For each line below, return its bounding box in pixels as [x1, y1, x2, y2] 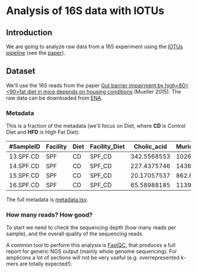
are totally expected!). [19, 260, 73, 268]
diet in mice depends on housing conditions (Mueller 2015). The [27, 88, 182, 95]
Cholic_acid [134, 143, 167, 151]
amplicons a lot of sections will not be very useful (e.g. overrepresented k [6, 254, 184, 261]
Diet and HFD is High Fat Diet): [6, 129, 80, 136]
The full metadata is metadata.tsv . [6, 196, 89, 203]
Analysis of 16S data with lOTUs [6, 4, 165, 18]
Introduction [6, 28, 53, 38]
